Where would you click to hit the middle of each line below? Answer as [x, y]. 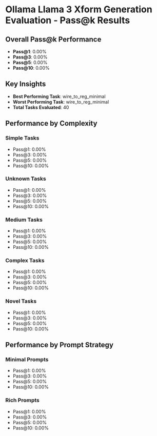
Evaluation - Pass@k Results [68, 20]
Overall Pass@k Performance [53, 39]
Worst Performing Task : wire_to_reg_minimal [61, 102]
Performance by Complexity [51, 123]
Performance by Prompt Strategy [60, 345]
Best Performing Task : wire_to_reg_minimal [59, 96]
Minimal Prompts [27, 359]
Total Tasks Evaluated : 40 [41, 107]
